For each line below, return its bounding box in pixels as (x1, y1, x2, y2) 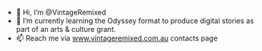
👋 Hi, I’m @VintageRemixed (15, 8, 107, 17)
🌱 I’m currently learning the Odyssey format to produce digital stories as (15, 16, 255, 25)
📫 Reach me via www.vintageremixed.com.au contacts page (15, 33, 218, 43)
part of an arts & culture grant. (15, 25, 116, 33)
